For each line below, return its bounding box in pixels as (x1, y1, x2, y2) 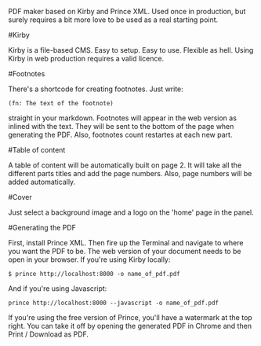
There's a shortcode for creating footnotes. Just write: (8, 84, 184, 94)
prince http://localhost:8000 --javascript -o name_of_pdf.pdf (8, 299, 219, 307)
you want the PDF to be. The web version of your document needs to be (8, 247, 241, 256)
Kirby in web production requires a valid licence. (8, 54, 165, 63)
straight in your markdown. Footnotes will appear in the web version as (8, 113, 237, 123)
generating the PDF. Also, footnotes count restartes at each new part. (8, 130, 233, 139)
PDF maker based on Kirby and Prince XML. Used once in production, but (8, 7, 246, 16)
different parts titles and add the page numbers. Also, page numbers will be (8, 169, 252, 178)
